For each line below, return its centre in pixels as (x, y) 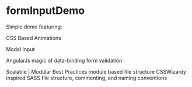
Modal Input (20, 49)
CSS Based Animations (34, 38)
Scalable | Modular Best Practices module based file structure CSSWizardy (96, 71)
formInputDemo (46, 11)
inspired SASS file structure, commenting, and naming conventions (87, 78)
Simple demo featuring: (34, 27)
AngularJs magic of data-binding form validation (64, 60)
